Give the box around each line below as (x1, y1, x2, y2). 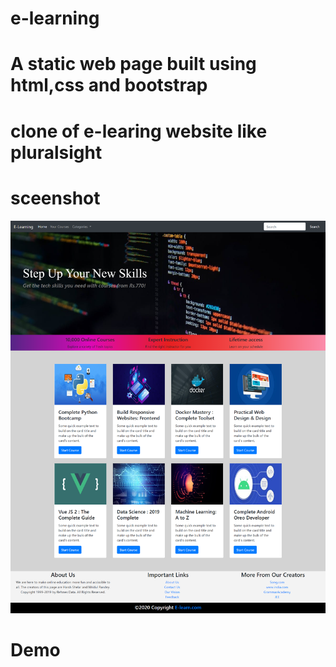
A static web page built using (10, 53, 257, 76)
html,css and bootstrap (10, 74, 208, 97)
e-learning (10, 7, 100, 30)
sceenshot (10, 187, 101, 209)
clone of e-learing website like (10, 120, 268, 142)
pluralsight (10, 141, 103, 164)
